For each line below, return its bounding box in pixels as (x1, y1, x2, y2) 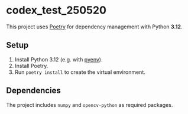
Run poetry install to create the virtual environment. (14, 69, 146, 76)
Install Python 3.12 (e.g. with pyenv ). (14, 56, 103, 63)
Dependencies (6, 86, 61, 96)
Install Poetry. (14, 62, 48, 69)
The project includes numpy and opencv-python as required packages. (6, 101, 173, 108)
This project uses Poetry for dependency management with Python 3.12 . (6, 23, 183, 30)
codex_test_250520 (6, 4, 106, 17)
